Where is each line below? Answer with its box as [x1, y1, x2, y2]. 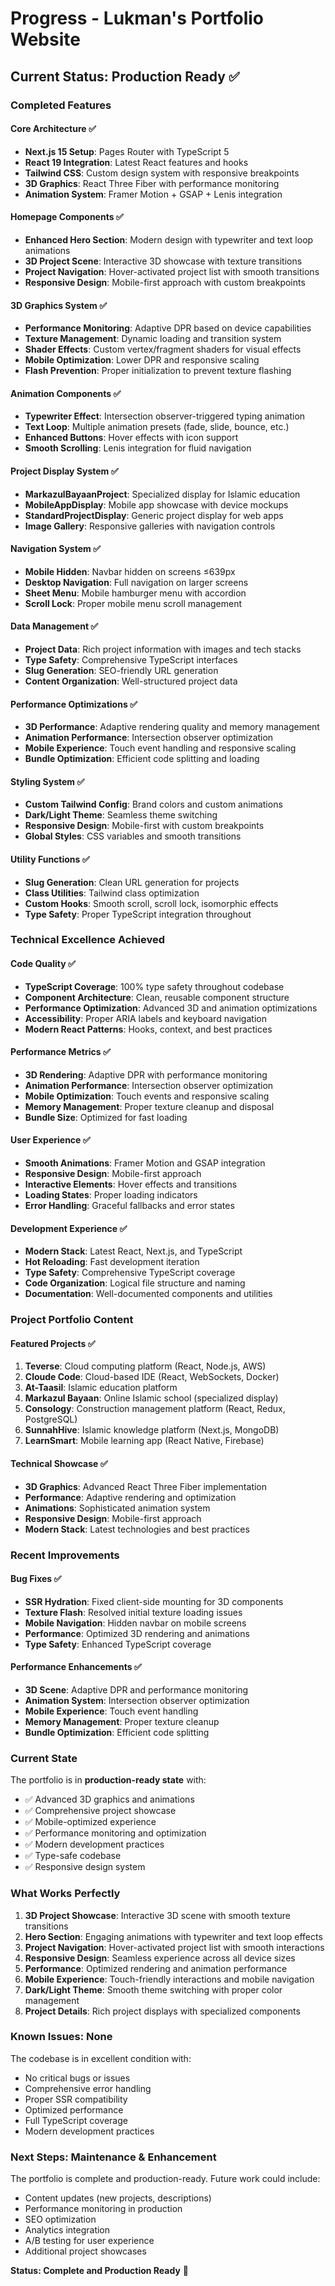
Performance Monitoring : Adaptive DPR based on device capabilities [24, 322, 312, 334]
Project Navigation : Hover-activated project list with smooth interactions [24, 1941, 325, 1953]
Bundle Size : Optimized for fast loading [24, 1111, 188, 1123]
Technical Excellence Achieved [10, 933, 166, 947]
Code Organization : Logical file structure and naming [24, 1277, 246, 1289]
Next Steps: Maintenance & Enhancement [10, 2150, 217, 2164]
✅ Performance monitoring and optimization [24, 1827, 207, 1839]
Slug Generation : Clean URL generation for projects [24, 876, 240, 888]
